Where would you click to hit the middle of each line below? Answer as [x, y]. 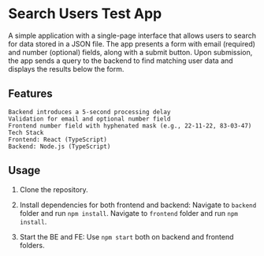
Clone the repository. [54, 189]
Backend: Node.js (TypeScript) [59, 147]
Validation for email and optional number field [89, 119]
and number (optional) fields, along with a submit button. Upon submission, [130, 52]
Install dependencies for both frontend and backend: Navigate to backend [138, 205]
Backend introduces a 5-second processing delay [89, 112]
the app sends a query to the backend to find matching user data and [121, 61]
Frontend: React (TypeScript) [58, 139]
